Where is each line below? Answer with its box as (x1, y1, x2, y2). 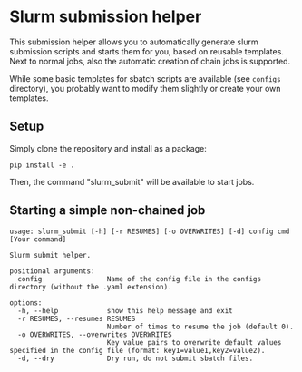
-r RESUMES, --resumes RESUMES (17, 314, 136, 323)
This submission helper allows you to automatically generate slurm (9, 36, 258, 47)
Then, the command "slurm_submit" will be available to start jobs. (9, 176, 255, 187)
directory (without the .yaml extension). (9, 282, 172, 291)
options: (9, 298, 43, 308)
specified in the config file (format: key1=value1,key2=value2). (9, 346, 266, 355)
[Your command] (9, 234, 67, 244)
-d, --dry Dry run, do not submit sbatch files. (17, 354, 254, 363)
